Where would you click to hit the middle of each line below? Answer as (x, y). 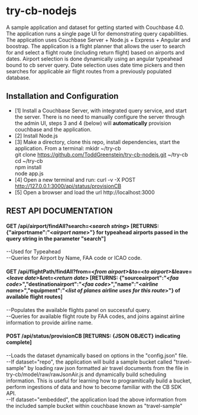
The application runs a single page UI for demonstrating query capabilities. (97, 33)
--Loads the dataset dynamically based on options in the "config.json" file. (97, 355)
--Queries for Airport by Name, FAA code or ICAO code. (74, 258)
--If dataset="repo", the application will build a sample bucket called (89, 362)
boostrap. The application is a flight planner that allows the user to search (96, 46)
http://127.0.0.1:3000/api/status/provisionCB (68, 186)
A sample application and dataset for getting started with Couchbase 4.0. (95, 27)
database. (18, 78)
